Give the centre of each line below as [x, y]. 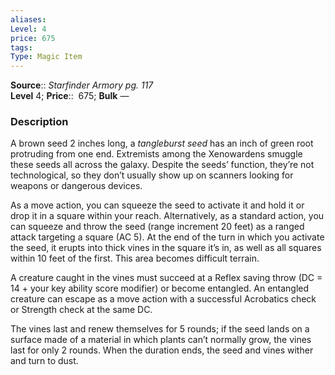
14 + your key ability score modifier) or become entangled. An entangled [160, 288]
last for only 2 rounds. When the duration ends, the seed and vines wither [162, 350]
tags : [21, 47]
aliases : [28, 19]
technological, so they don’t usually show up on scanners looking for [152, 175]
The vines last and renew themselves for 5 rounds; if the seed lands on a [160, 329]
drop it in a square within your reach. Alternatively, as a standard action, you [167, 216]
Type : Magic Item [46, 57]
